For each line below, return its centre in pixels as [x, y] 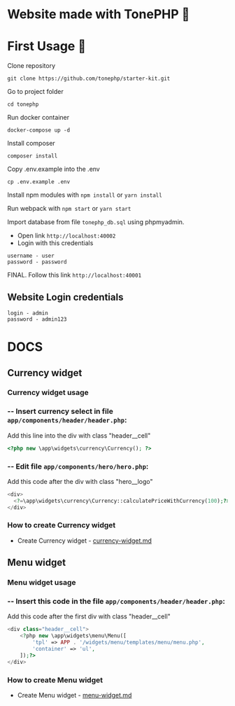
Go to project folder [36, 92]
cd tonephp [23, 104]
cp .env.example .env [39, 182]
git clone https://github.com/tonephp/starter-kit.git [89, 79]
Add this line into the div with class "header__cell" [79, 435]
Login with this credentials [55, 243]
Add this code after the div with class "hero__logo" [80, 481]
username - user [31, 256]
